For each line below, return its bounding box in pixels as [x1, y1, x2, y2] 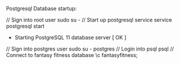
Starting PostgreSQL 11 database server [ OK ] [14, 34, 126, 41]
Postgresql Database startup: [6, 5, 77, 12]
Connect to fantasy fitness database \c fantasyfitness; [6, 52, 138, 58]
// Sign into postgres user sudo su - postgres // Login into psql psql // [6, 45, 174, 52]
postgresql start [6, 23, 45, 29]
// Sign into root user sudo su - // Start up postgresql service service [6, 16, 172, 23]
